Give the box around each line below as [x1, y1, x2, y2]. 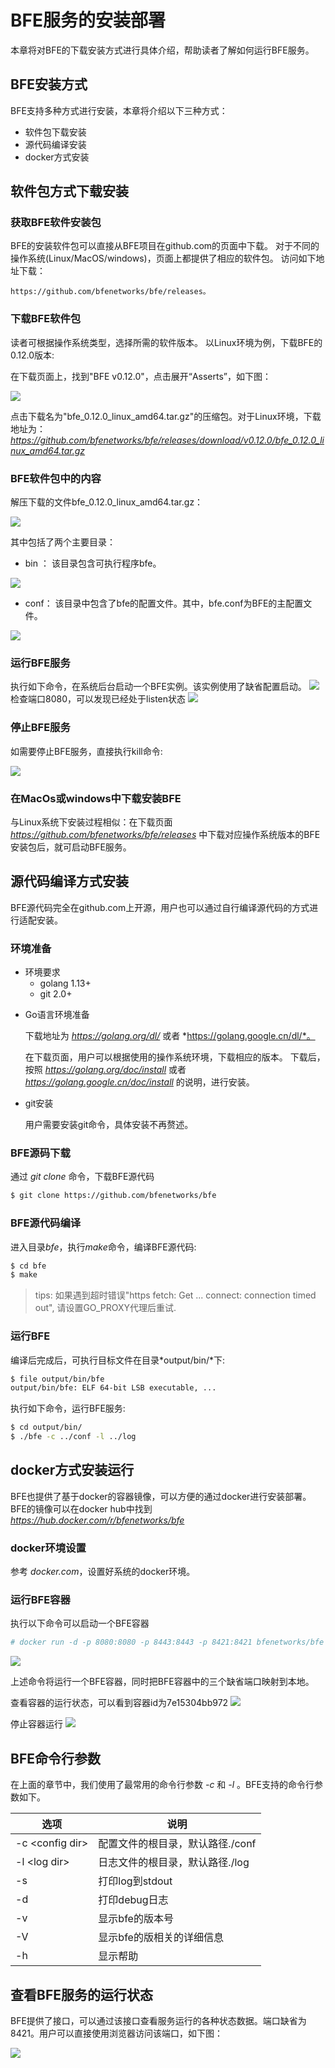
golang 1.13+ [39, 977, 92, 990]
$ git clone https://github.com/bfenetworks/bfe [10, 1191, 217, 1201]
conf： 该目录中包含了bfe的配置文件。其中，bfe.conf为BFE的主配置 [24, 597, 304, 610]
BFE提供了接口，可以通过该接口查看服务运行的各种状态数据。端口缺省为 [10, 2014, 307, 2026]
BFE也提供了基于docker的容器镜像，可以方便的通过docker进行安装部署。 [10, 1490, 312, 1502]
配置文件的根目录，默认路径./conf [98, 1837, 257, 1851]
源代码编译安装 [24, 138, 87, 150]
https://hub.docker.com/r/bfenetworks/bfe [10, 1514, 185, 1526]
